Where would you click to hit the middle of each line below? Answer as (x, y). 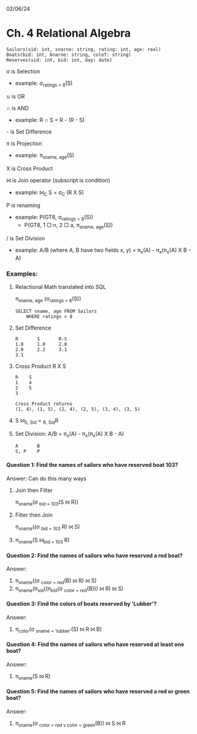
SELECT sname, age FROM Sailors (56, 311)
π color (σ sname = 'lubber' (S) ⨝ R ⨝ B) (58, 630)
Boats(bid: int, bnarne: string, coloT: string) (69, 55)
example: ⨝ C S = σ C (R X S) (49, 193)
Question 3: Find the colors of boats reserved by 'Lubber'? (82, 604)
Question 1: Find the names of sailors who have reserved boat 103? (92, 465)
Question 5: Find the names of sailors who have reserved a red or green (98, 692)
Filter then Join (34, 515)
